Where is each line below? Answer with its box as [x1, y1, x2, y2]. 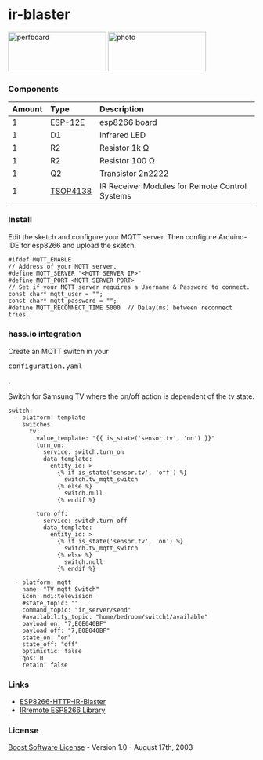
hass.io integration [8, 328, 81, 339]
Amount [12, 104, 43, 115]
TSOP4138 [50, 186, 92, 197]
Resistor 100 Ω [99, 155, 155, 166]
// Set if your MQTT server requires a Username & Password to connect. [8, 283, 250, 291]
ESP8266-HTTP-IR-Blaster [19, 697, 106, 707]
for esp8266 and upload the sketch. [20, 240, 137, 250]
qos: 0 [22, 654, 44, 662]
